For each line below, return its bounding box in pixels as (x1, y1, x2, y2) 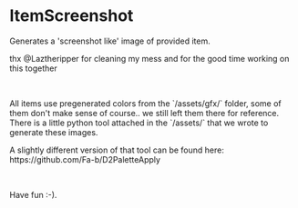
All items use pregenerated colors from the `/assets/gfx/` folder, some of (9, 97, 283, 109)
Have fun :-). (9, 189, 57, 200)
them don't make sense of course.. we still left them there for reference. (9, 107, 280, 118)
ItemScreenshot (9, 5, 134, 26)
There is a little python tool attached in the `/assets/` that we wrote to (9, 117, 269, 128)
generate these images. (9, 126, 98, 137)
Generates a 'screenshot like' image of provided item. (9, 35, 211, 46)
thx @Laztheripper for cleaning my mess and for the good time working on (9, 53, 290, 64)
